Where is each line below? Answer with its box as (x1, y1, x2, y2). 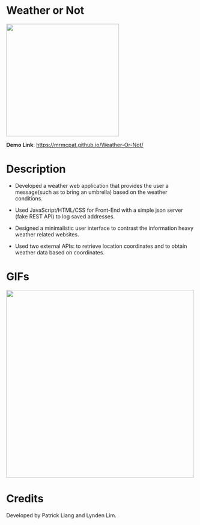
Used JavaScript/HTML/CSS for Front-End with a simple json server (14, 206, 183, 214)
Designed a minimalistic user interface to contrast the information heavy (14, 224, 194, 232)
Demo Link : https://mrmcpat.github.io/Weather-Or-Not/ (6, 141, 144, 148)
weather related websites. (14, 230, 79, 238)
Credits (6, 492, 44, 505)
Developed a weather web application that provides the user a (14, 182, 169, 189)
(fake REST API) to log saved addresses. (14, 212, 115, 220)
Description (6, 163, 66, 176)
